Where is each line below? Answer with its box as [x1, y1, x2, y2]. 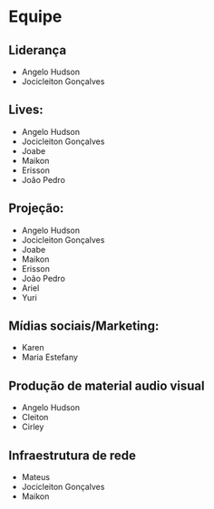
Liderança [8, 43, 67, 58]
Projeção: [8, 201, 64, 216]
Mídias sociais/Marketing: [8, 319, 160, 334]
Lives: [8, 102, 44, 118]
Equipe [8, 6, 63, 27]
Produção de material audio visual [8, 378, 205, 393]
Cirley [21, 421, 44, 432]
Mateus [21, 472, 51, 483]
